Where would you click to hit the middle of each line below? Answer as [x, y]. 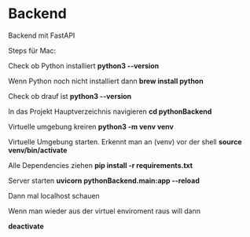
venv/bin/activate [38, 150]
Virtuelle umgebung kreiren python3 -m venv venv [91, 126]
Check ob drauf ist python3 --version [70, 96]
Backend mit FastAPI [42, 35]
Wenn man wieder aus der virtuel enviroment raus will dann [104, 211]
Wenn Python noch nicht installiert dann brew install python [106, 81]
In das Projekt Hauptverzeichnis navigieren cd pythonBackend [110, 111]
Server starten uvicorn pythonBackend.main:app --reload [104, 180]
